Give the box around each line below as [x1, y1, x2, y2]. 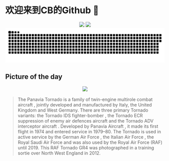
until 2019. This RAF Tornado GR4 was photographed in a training [17, 144, 154, 150]
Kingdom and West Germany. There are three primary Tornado [17, 107, 148, 113]
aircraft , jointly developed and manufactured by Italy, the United [17, 101, 152, 108]
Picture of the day [5, 73, 63, 81]
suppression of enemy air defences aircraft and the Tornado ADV [17, 118, 154, 124]
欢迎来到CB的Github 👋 [5, 5, 99, 16]
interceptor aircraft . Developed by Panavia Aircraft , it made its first [17, 123, 158, 129]
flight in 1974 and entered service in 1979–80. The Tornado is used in [17, 128, 161, 134]
